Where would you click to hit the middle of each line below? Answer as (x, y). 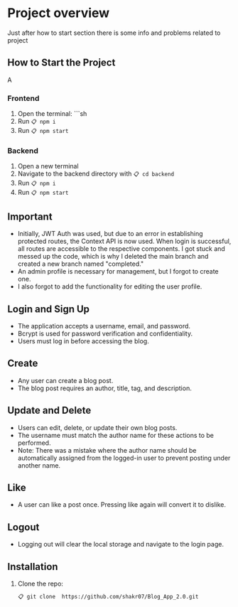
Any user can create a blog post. (65, 380)
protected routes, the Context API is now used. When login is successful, (124, 241)
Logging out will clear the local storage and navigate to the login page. (120, 544)
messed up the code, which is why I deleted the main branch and (113, 257)
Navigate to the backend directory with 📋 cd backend (96, 174)
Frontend (23, 98)
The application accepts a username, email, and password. (104, 326)
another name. (39, 465)
